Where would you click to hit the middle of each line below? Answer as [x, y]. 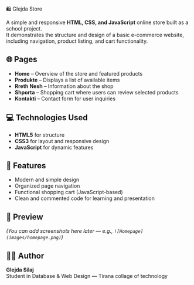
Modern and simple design [47, 180]
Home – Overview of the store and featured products [79, 73]
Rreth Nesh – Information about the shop [64, 86]
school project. [24, 28]
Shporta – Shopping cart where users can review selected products [96, 92]
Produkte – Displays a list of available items [67, 80]
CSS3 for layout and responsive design [62, 141]
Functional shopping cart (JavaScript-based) [69, 192]
